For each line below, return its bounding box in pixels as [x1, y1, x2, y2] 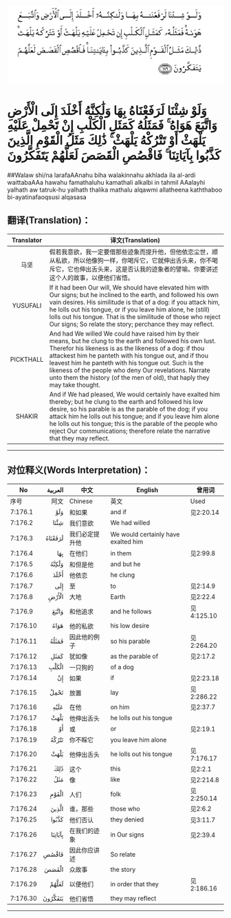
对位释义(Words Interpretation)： [7, 465, 151, 476]
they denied [110, 815, 144, 824]
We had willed [110, 519, 151, 527]
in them [110, 549, 132, 557]
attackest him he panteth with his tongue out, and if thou [49, 351, 208, 360]
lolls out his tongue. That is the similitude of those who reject [49, 312, 221, 320]
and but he [110, 560, 141, 569]
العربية [47, 485, 64, 494]
